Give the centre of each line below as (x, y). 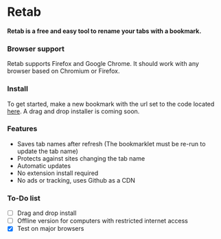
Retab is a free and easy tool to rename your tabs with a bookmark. (104, 31)
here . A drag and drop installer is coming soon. (73, 111)
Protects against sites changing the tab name (81, 158)
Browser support (36, 49)
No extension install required (58, 173)
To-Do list (24, 198)
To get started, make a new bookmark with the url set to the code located (111, 104)
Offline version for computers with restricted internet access (103, 221)
